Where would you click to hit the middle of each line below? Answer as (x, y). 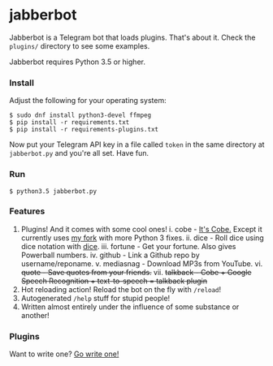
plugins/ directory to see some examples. (80, 45)
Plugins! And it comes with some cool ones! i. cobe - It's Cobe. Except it (141, 229)
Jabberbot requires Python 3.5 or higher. (77, 62)
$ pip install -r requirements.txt (69, 123)
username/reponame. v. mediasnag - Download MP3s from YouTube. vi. (142, 263)
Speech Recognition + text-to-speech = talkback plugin (114, 281)
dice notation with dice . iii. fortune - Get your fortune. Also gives (128, 246)
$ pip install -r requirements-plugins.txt (84, 130)
